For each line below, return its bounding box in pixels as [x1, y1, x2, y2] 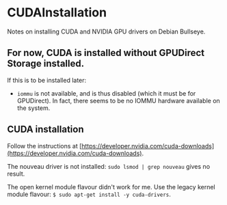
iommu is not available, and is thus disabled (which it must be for [16, 89, 196, 97]
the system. [16, 104, 51, 112]
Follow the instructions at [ [7, 141, 82, 150]
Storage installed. [7, 58, 84, 70]
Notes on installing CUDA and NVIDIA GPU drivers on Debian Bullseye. [7, 27, 206, 36]
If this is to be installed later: [7, 76, 87, 84]
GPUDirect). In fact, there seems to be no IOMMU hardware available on [16, 96, 220, 105]
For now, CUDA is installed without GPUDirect [7, 47, 205, 59]
